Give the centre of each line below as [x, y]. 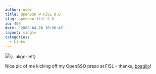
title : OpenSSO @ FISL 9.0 [33, 14]
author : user [19, 10]
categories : [17, 37]
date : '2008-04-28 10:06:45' [35, 28]
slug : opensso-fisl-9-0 [30, 19]
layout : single [21, 33]
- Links [18, 42]
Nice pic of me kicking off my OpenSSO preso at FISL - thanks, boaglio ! [78, 66]
